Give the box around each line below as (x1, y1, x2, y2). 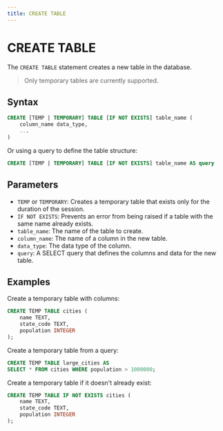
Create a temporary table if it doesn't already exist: (7, 378, 152, 387)
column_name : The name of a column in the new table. (17, 234, 168, 242)
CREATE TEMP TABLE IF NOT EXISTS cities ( (7, 392, 131, 398)
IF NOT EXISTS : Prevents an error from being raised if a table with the (17, 212, 213, 220)
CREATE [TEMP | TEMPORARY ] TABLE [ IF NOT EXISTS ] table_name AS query (7, 160, 215, 167)
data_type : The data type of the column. (17, 241, 131, 250)
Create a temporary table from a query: (7, 346, 119, 354)
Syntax (7, 96, 39, 108)
